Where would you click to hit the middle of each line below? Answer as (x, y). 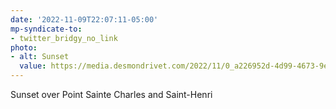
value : (33, 66)
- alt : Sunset (40, 57)
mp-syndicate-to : (46, 29)
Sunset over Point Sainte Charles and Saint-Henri (111, 94)
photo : (24, 47)
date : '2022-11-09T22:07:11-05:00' (84, 19)
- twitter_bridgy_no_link (64, 38)
